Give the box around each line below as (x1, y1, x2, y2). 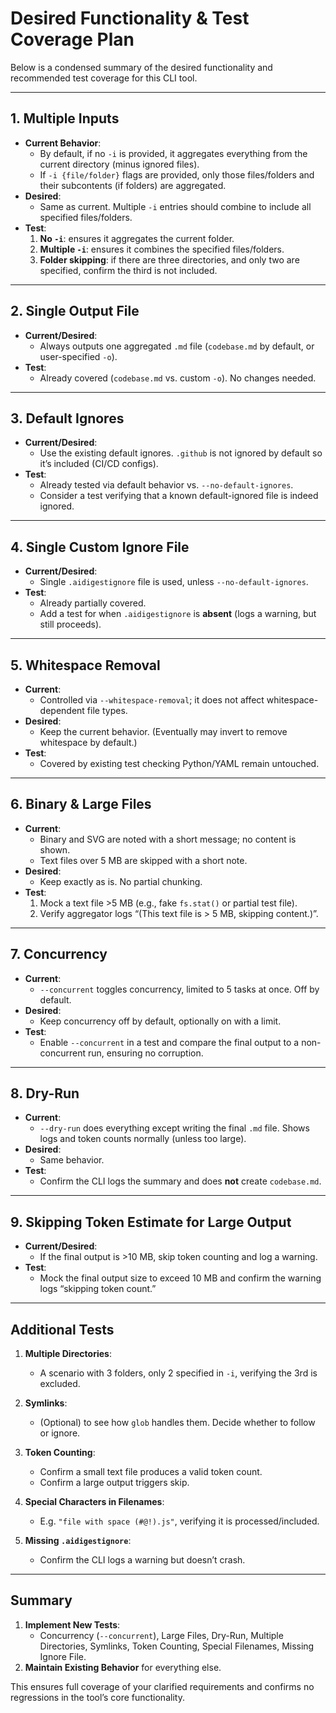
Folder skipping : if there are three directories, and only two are (39, 253, 300, 266)
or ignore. (39, 1427, 81, 1439)
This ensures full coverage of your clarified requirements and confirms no (10, 1680, 315, 1692)
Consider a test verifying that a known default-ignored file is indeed (39, 490, 319, 502)
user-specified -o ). (39, 350, 118, 362)
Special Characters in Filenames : (24, 1496, 165, 1508)
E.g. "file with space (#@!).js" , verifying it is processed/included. (39, 1515, 320, 1527)
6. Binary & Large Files (10, 796, 152, 813)
